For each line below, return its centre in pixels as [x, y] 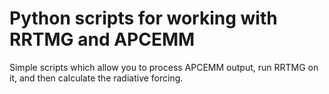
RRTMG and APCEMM [102, 39]
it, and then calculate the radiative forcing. [96, 78]
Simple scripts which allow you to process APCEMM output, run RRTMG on [164, 67]
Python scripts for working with [143, 18]
